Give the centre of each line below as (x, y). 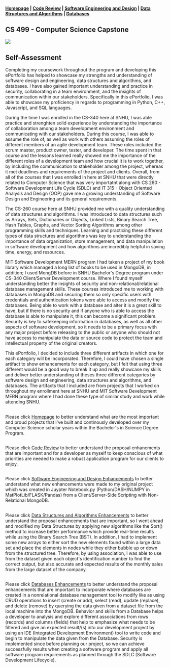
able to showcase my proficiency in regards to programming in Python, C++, (85, 102)
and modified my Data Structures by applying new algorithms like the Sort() (84, 526)
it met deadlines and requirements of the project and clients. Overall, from (82, 172)
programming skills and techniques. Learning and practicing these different (84, 230)
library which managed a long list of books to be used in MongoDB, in (78, 267)
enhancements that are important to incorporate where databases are (78, 589)
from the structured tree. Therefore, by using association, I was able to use (83, 553)
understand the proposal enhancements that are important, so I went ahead (84, 521)
